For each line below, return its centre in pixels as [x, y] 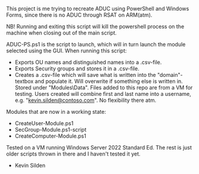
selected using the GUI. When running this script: [66, 51]
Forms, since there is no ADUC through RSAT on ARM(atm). [79, 15]
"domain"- [170, 75]
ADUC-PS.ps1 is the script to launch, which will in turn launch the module [96, 44]
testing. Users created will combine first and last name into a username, [103, 94]
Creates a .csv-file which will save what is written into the [85, 75]
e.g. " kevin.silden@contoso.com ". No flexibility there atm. [85, 100]
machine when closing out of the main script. [62, 33]
